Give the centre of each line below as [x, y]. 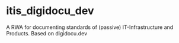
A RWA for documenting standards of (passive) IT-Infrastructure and [90, 27]
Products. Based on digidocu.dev [47, 33]
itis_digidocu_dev [50, 11]
